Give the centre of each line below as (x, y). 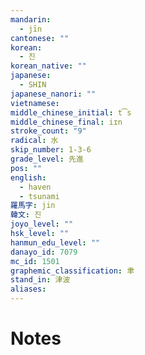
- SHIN (33, 85)
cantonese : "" (40, 38)
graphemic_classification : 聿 (72, 271)
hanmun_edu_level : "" (55, 242)
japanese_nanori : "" (53, 94)
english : (28, 177)
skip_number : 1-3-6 (51, 150)
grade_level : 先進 (47, 159)
